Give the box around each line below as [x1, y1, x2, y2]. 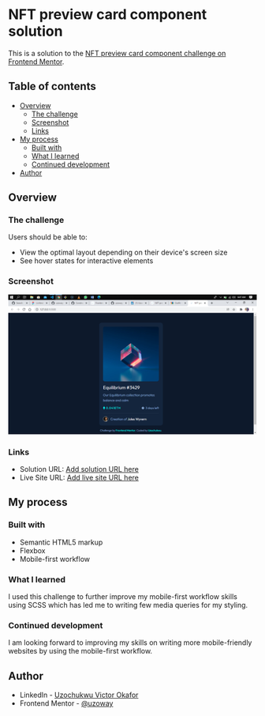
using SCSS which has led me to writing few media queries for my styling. [8, 601, 248, 610]
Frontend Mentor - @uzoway [19, 699, 114, 708]
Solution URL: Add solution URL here [19, 465, 140, 474]
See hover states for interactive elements [19, 256, 154, 266]
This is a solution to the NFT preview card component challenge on [8, 48, 226, 58]
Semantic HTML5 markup [19, 537, 103, 547]
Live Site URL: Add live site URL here [19, 473, 140, 483]
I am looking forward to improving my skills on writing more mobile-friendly [8, 638, 252, 647]
